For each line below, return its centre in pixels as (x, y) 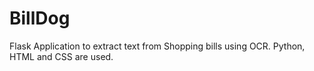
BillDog (40, 18)
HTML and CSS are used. (61, 56)
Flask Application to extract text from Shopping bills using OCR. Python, (157, 46)
